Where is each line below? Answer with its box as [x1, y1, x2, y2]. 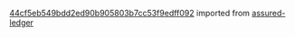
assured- [252, 8, 286, 18]
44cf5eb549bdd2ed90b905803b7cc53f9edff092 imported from [9, 8, 251, 18]
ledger [9, 17, 34, 28]
